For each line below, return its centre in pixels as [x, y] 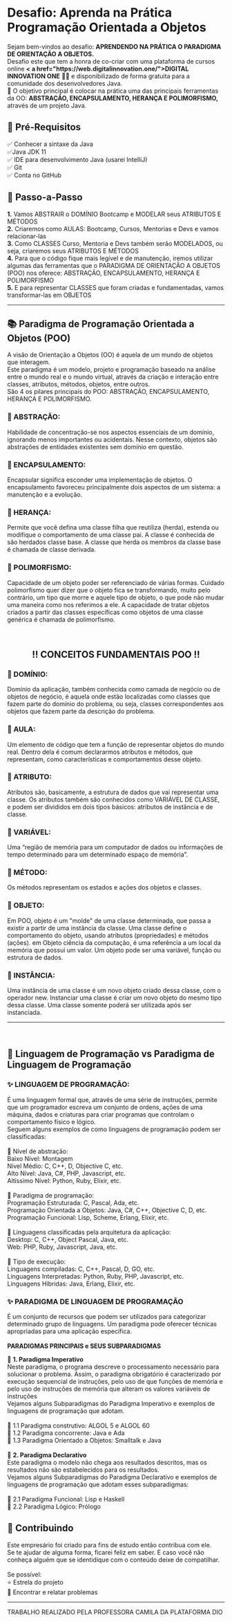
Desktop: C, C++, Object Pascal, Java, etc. [68, 1239]
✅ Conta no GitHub [35, 175]
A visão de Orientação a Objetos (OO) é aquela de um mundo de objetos [110, 355]
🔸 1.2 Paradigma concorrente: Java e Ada [66, 1433]
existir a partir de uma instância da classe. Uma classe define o [97, 928]
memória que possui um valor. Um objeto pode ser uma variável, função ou [114, 950]
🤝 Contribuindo [40, 1528]
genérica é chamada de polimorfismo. [61, 619]
